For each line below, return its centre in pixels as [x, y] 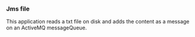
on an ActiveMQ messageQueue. [47, 28]
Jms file [18, 9]
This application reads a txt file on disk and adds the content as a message [98, 22]
